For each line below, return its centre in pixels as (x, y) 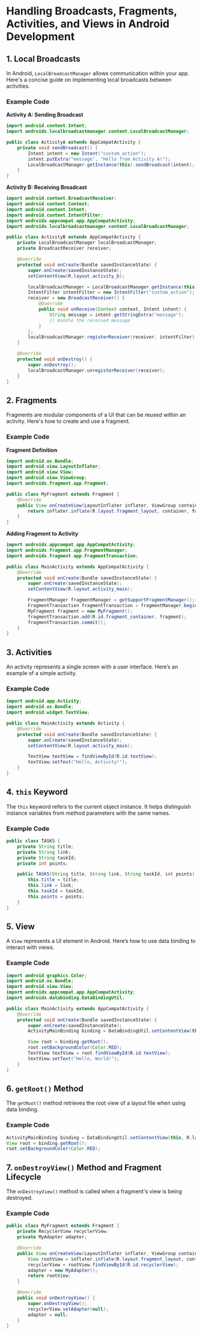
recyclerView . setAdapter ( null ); (69, 1309)
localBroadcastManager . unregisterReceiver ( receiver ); (96, 370)
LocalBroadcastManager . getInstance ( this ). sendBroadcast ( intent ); (112, 165)
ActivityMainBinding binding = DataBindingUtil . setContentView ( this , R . (99, 1138)
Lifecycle (24, 1177)
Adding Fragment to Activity (42, 534)
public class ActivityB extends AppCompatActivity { (74, 237)
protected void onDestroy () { (55, 359)
